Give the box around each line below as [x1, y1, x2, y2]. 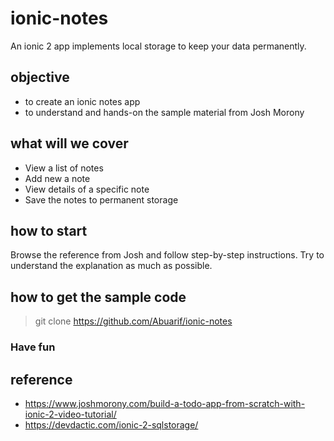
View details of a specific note [24, 183, 150, 195]
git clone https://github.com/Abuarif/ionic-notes [34, 315, 233, 327]
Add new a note [24, 172, 91, 184]
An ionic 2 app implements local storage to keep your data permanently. [10, 40, 307, 52]
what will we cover [10, 135, 129, 152]
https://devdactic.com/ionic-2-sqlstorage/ [24, 418, 199, 431]
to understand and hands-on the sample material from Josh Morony [24, 106, 305, 118]
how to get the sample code [10, 288, 187, 306]
